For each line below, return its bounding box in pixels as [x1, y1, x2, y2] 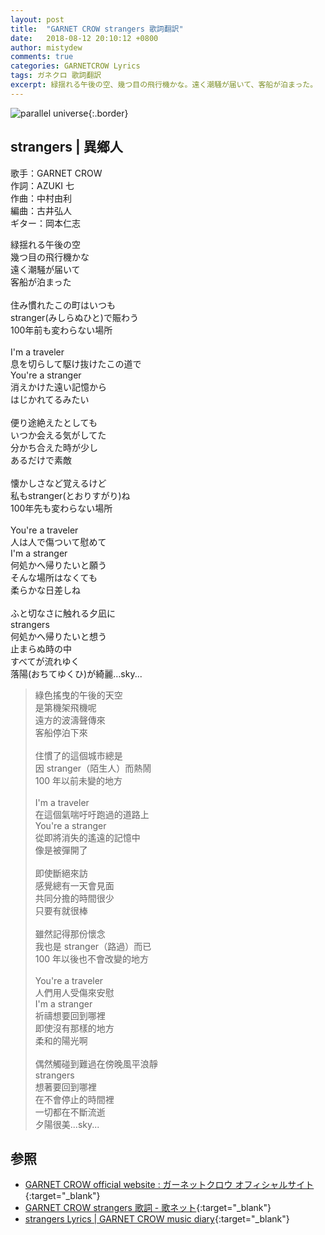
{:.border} [88, 107, 129, 119]
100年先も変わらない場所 [10, 502, 113, 514]
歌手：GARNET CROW [10, 167, 103, 179]
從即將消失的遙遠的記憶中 [34, 831, 141, 843]
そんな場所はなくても [10, 571, 98, 583]
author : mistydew [10, 42, 83, 53]
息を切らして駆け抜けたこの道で [10, 357, 142, 370]
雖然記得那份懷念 [34, 927, 106, 940]
